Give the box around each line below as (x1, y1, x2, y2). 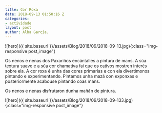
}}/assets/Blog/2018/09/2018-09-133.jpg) (49, 97, 133, 103)
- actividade (5, 20, 32, 26)
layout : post (5, 25, 32, 30)
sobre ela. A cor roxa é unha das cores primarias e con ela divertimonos (5, 68, 150, 74)
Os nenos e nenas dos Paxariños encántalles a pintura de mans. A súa (5, 58, 146, 63)
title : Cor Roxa (5, 7, 38, 12)
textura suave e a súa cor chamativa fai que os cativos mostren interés (5, 63, 147, 69)
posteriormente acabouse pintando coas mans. (5, 78, 100, 84)
